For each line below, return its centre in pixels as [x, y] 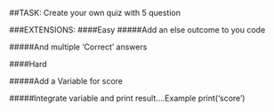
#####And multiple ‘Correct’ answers [78, 47]
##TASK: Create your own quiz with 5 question [95, 13]
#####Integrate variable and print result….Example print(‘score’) [127, 98]
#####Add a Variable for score [66, 81]
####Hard [28, 64]
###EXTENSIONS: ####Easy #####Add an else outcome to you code [137, 30]
